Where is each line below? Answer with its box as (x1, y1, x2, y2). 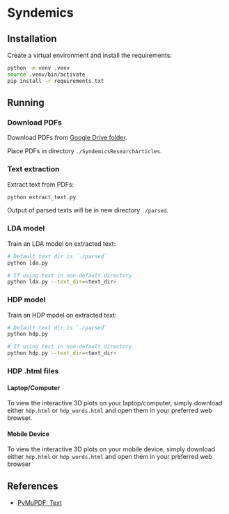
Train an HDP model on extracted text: (7, 311, 117, 319)
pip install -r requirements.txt (7, 77, 104, 84)
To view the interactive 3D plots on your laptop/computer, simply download (7, 399, 223, 407)
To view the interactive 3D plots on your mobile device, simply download (7, 445, 216, 453)
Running (7, 97, 45, 109)
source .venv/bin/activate (7, 71, 86, 78)
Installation (7, 33, 57, 45)
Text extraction (7, 164, 60, 174)
